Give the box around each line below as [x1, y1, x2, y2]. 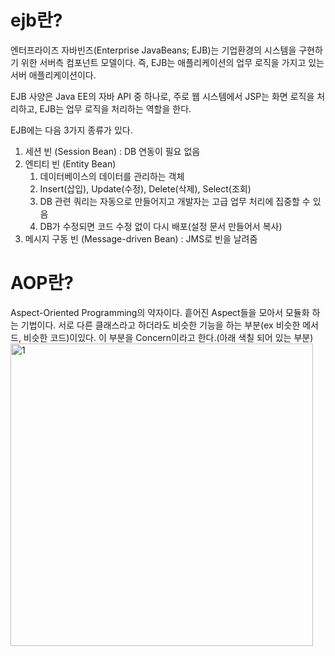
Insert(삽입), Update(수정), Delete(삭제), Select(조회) [39, 182, 252, 195]
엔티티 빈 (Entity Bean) [24, 157, 117, 170]
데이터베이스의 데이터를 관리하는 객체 [39, 170, 185, 182]
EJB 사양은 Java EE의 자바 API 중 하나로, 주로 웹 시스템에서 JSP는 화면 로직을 [10, 90, 315, 102]
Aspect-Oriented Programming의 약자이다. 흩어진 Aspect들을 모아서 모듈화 [10, 306, 310, 318]
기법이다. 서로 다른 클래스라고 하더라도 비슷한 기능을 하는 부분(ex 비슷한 [20, 319, 301, 331]
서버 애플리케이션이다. [10, 69, 97, 81]
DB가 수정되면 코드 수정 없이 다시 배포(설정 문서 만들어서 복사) [39, 220, 283, 232]
